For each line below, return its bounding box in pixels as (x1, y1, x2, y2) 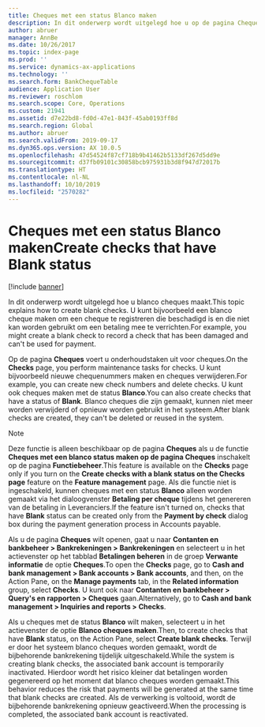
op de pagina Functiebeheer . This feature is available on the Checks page (8, 460, 248, 470)
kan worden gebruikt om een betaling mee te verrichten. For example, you (8, 322, 247, 332)
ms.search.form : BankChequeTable (8, 77, 118, 85)
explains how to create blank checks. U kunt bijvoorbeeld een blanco (8, 305, 233, 315)
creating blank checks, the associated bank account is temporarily (8, 659, 225, 669)
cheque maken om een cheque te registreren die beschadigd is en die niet (8, 314, 250, 323)
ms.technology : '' (8, 70, 69, 78)
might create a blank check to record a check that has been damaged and (8, 330, 248, 340)
